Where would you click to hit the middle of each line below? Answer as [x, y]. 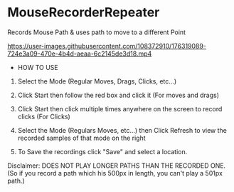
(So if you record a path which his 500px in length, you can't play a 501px [115, 173]
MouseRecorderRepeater [84, 12]
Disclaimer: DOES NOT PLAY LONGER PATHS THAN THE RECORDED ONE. [117, 166]
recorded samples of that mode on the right [81, 138]
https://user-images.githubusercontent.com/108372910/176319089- [107, 46]
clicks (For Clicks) [44, 116]
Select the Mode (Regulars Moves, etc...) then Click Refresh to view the [122, 130]
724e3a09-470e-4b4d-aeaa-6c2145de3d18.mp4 [80, 54]
